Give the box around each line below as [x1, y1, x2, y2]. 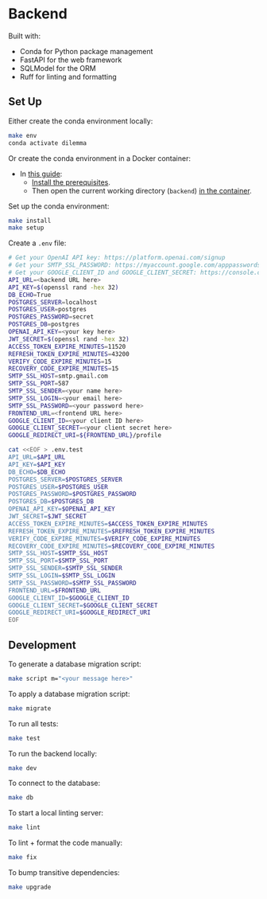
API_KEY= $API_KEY [8, 460, 66, 468]
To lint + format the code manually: [8, 838, 123, 848]
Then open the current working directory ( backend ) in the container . [31, 186, 252, 195]
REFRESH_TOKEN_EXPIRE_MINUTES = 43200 [8, 350, 130, 358]
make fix [8, 854, 37, 862]
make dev [8, 764, 37, 772]
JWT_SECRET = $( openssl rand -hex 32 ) [8, 335, 130, 343]
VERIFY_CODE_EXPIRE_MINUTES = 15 [8, 358, 112, 365]
